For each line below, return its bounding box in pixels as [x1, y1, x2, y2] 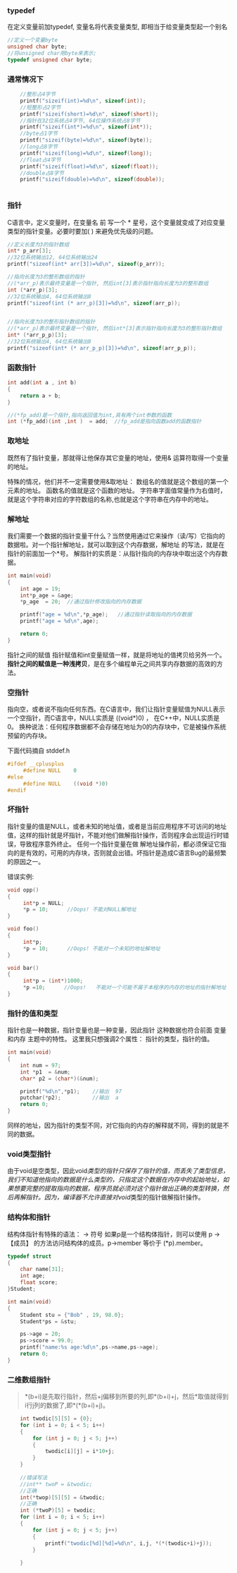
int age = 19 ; [20, 585, 61, 593]
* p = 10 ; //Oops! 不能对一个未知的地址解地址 [23, 945, 160, 952]
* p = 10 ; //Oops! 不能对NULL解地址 [23, 906, 137, 913]
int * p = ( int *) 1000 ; [23, 978, 83, 985]
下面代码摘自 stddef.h [7, 746, 70, 755]
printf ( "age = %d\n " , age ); [20, 618, 99, 625]
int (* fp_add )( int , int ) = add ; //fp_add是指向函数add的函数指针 [7, 418, 202, 425]
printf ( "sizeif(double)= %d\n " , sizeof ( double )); [20, 176, 165, 183]
